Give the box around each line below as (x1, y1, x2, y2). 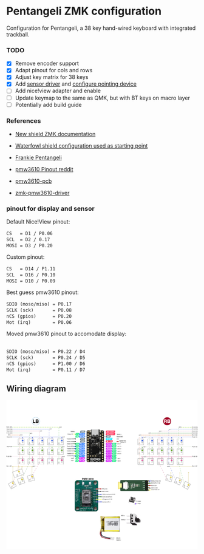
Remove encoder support (15, 60, 79, 67)
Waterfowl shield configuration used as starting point (15, 142, 148, 149)
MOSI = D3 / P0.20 (6, 243, 53, 249)
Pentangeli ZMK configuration (6, 4, 162, 18)
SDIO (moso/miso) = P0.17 (6, 301, 72, 307)
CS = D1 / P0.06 (6, 231, 53, 237)
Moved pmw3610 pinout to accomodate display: (6, 330, 127, 338)
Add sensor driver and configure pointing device (15, 80, 137, 87)
